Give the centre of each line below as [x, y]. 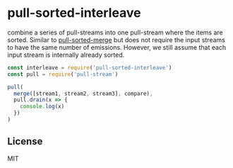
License [25, 142]
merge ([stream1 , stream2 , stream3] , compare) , [83, 93]
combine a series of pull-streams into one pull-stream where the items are [115, 32]
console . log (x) [42, 107]
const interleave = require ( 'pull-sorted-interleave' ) [90, 67]
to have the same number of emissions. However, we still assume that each [117, 47]
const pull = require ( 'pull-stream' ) [63, 74]
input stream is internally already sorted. [66, 55]
